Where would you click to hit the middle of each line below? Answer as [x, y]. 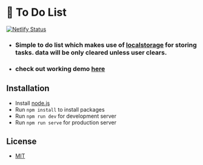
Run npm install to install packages [60, 109]
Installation [28, 88]
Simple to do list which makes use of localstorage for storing [106, 45]
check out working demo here [60, 69]
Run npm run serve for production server [66, 122]
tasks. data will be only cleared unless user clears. [91, 52]
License [22, 141]
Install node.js [32, 103]
